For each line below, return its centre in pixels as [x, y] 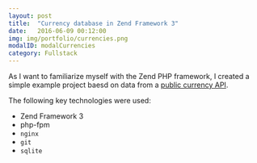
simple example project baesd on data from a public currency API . [118, 85]
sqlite [31, 151]
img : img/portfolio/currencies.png [68, 38]
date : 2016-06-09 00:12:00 [57, 31]
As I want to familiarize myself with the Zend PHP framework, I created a [129, 76]
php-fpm [35, 125]
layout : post [30, 16]
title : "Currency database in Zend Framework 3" [94, 23]
